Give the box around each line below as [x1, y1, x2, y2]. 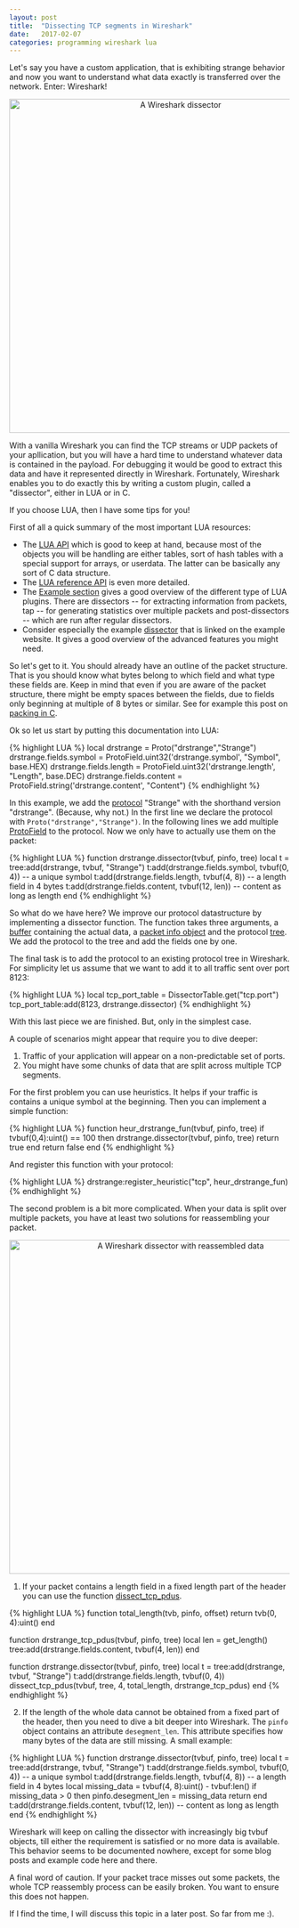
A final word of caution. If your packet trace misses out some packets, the [9, 1872, 280, 1883]
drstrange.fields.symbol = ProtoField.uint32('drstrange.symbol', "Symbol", [9, 752, 281, 762]
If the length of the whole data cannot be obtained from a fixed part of [21, 1707, 280, 1718]
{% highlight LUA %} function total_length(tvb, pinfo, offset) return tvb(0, [9, 1608, 278, 1619]
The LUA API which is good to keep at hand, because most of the [21, 540, 263, 550]
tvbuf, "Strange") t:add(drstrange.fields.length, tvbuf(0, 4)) [9, 1671, 225, 1681]
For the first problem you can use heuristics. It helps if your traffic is [9, 1087, 258, 1098]
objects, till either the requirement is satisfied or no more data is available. [9, 1836, 280, 1847]
